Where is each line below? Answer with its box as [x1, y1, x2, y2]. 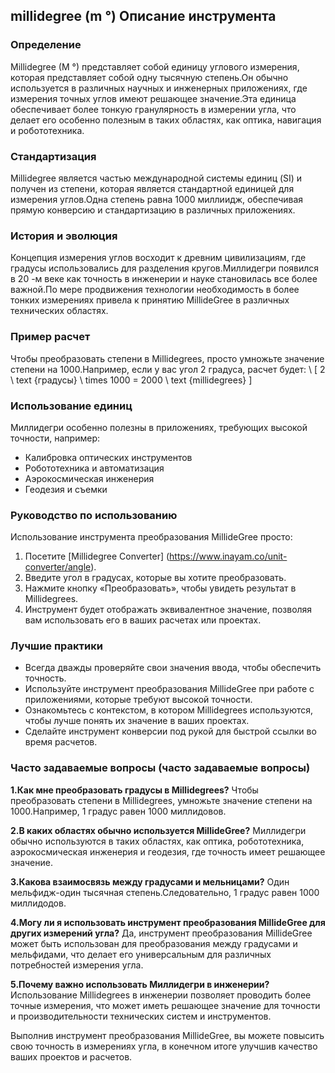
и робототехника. [10, 124, 85, 136]
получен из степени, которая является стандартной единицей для [10, 182, 295, 194]
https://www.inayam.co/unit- [169, 550, 288, 563]
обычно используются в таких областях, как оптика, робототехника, [10, 835, 305, 847]
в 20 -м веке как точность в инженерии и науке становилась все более [10, 273, 318, 285]
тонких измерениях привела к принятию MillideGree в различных [10, 294, 290, 306]
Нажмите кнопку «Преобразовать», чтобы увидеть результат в [24, 582, 297, 594]
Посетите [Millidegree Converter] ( [24, 550, 170, 563]
